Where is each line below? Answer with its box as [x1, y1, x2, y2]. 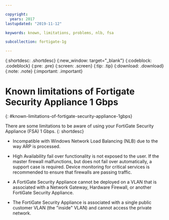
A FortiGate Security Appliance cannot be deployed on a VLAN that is [12, 179, 157, 185]
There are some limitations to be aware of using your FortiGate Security [5, 123, 154, 129]
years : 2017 [10, 16, 35, 22]
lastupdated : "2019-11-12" [5, 21, 62, 26]
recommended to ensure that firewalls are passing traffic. [12, 169, 132, 175]
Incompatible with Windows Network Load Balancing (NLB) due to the [12, 138, 158, 144]
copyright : [5, 12, 28, 17]
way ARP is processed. [12, 143, 61, 150]
